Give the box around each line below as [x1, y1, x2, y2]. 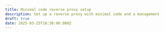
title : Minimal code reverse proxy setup [5, 7, 92, 12]
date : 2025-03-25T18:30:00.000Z [5, 20, 71, 26]
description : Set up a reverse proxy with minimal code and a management [5, 12, 160, 16]
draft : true [5, 16, 30, 21]
